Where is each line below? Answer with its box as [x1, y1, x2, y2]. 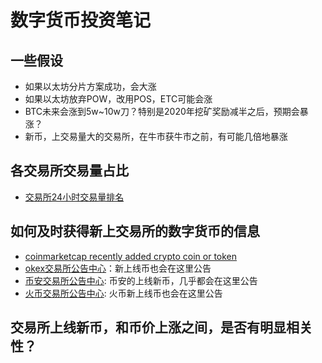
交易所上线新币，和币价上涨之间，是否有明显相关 [10, 319, 313, 336]
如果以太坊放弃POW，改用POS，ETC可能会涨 [24, 93, 213, 105]
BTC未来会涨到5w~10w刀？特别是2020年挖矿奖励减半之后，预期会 [24, 106, 300, 117]
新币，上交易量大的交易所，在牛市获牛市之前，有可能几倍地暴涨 [24, 131, 288, 142]
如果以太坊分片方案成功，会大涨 [24, 81, 157, 92]
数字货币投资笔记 [10, 9, 152, 32]
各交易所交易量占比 [10, 162, 129, 180]
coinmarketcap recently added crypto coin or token [24, 250, 238, 262]
